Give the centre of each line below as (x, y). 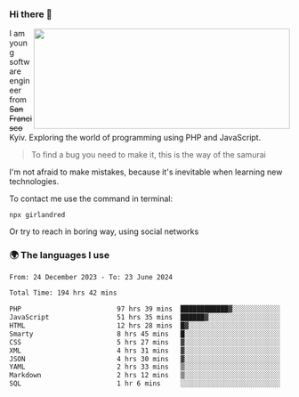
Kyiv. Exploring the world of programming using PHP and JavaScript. (135, 138)
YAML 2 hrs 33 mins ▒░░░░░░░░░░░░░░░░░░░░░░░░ (145, 367)
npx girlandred (37, 215)
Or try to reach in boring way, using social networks (104, 231)
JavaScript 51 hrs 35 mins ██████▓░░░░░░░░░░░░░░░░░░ (145, 318)
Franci (21, 118)
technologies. (34, 182)
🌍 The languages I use (59, 255)
